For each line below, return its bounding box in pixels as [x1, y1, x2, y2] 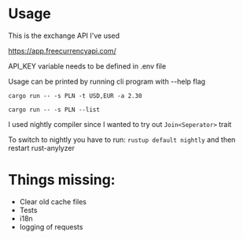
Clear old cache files [19, 196, 87, 206]
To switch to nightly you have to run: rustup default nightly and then [8, 135, 236, 144]
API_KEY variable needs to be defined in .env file [8, 61, 167, 71]
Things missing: [8, 171, 116, 189]
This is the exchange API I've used [8, 31, 120, 40]
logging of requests [19, 222, 83, 231]
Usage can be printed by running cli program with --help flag [8, 77, 206, 86]
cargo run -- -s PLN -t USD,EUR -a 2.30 [8, 91, 143, 99]
